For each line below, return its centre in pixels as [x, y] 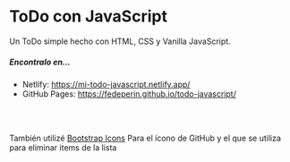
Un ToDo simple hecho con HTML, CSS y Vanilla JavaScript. [120, 41]
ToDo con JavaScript [89, 17]
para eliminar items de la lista [63, 147]
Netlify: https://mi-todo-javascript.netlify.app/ [106, 84]
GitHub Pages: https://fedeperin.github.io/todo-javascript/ [129, 94]
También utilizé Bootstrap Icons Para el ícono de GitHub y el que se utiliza [145, 138]
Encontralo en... [40, 62]
